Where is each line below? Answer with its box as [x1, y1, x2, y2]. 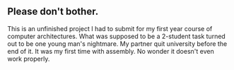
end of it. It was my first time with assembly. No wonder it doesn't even [7, 47, 214, 55]
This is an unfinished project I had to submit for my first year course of [7, 24, 213, 33]
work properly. [7, 54, 50, 63]
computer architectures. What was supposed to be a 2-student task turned [7, 32, 226, 40]
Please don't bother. [7, 6, 99, 18]
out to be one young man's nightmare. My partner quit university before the [7, 39, 228, 48]
